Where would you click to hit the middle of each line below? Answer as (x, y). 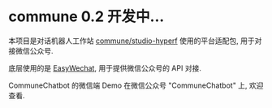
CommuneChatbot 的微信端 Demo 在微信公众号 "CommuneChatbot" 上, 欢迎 (136, 85)
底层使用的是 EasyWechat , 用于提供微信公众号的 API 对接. (105, 68)
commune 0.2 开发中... (86, 17)
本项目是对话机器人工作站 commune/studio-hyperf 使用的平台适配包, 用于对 (135, 41)
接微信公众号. (31, 50)
